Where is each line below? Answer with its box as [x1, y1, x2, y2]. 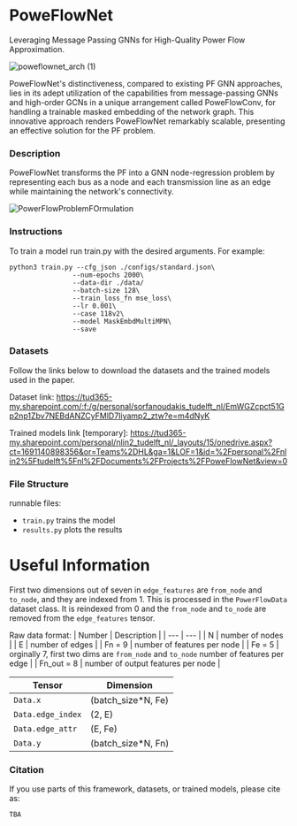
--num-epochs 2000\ [72, 271, 144, 279]
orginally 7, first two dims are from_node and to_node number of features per [9, 649, 285, 660]
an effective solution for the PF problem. [9, 125, 156, 135]
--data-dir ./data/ [72, 278, 144, 287]
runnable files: [9, 498, 62, 509]
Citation [9, 763, 44, 776]
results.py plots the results [21, 524, 123, 535]
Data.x [13, 695, 42, 706]
